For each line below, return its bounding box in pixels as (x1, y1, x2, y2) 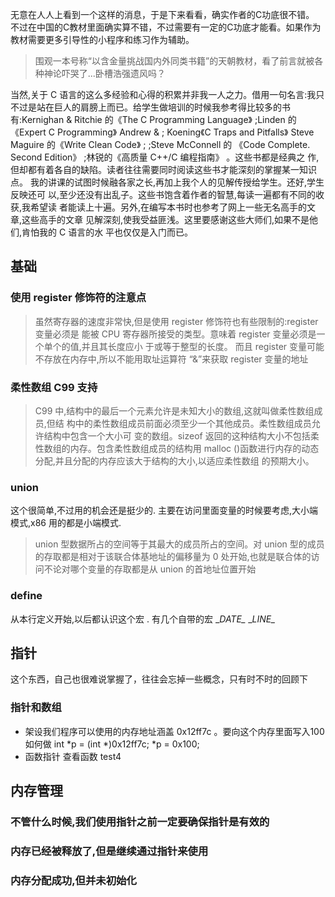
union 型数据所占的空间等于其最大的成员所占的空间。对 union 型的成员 (34, 538, 325, 550)
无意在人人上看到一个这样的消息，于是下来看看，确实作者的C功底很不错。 (10, 9, 315, 20)
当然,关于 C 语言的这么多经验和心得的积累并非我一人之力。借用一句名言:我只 (10, 89, 325, 100)
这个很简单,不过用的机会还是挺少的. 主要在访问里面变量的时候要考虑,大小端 (10, 504, 319, 517)
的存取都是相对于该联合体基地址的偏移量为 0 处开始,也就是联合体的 (34, 551, 312, 563)
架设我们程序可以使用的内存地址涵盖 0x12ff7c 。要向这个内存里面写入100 (24, 725, 325, 737)
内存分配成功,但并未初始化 (10, 873, 137, 887)
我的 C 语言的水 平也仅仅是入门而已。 (39, 226, 194, 238)
